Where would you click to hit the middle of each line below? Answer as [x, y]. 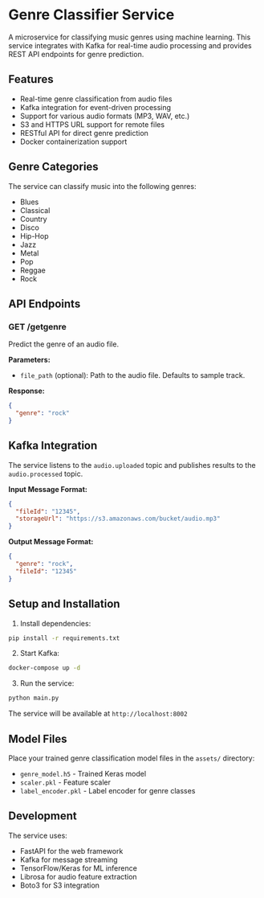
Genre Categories [53, 167]
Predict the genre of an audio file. [63, 344]
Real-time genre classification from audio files [96, 99]
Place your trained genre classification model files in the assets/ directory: [132, 758]
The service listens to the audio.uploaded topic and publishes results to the [132, 465]
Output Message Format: [51, 542]
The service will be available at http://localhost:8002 [98, 714]
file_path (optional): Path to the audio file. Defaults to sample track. [132, 375]
